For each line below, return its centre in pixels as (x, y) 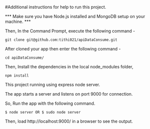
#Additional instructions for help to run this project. (56, 7)
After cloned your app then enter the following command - (63, 49)
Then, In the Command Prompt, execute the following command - (70, 31)
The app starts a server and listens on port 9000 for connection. (69, 94)
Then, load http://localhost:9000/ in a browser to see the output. (69, 121)
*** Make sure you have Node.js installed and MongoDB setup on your (75, 16)
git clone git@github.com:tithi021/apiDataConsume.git (61, 40)
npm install (17, 76)
